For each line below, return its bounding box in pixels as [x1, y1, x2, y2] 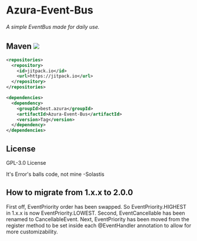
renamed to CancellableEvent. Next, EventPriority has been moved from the [6, 215, 189, 223]
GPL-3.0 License [6, 159, 46, 166]
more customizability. [6, 228, 58, 235]
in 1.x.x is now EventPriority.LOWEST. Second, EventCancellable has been [6, 209, 185, 216]
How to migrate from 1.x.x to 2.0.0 [6, 188, 133, 198]
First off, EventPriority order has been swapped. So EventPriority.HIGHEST [6, 203, 187, 210]
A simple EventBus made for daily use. [6, 23, 100, 30]
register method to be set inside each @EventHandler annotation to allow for [6, 222, 192, 229]
